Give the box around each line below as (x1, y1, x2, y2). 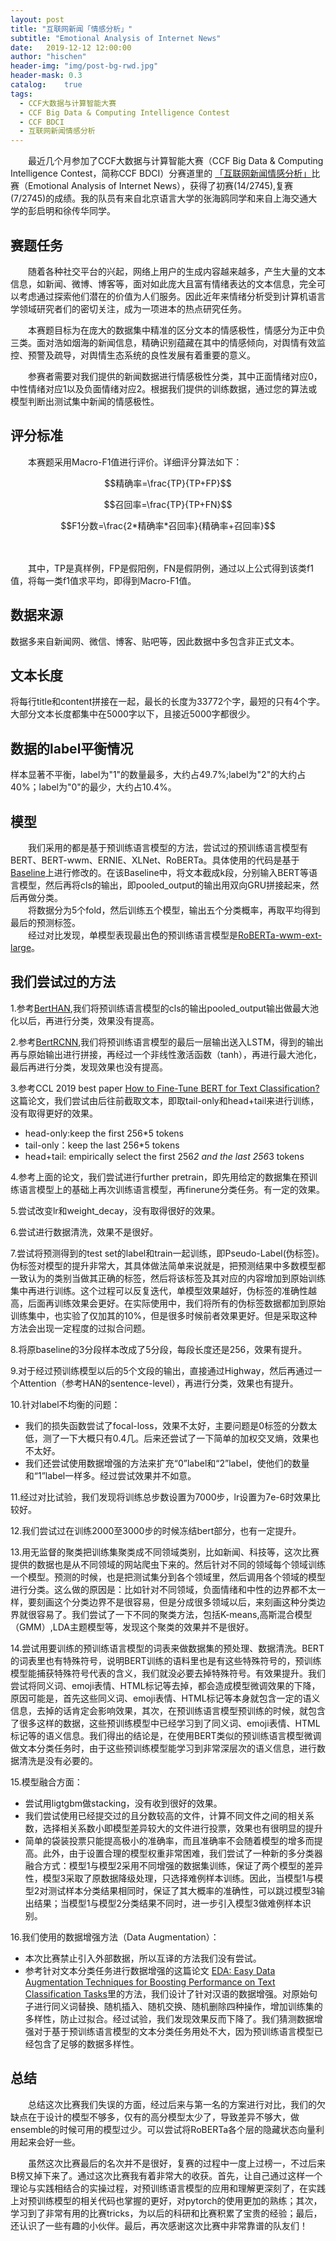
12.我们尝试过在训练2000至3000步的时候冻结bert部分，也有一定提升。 (10, 1524, 302, 1536)
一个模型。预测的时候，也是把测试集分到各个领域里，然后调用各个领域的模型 (10, 1571, 326, 1583)
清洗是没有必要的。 (18, 1754, 98, 1766)
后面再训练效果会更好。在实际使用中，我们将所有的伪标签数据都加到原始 (27, 1297, 326, 1309)
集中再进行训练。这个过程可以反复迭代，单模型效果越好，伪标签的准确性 (10, 1284, 308, 1296)
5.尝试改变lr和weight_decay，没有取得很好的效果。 (10, 1204, 221, 1216)
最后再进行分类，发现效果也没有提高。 (10, 1061, 168, 1073)
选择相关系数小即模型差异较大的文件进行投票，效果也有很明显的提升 (42, 1822, 323, 1834)
